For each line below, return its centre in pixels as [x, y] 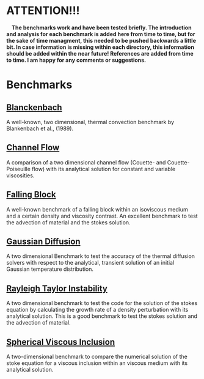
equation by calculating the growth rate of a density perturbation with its [97, 310]
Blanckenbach [34, 107]
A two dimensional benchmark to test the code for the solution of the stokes [102, 303]
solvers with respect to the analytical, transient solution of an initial [90, 263]
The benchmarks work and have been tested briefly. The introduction [102, 28]
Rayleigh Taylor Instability [57, 288]
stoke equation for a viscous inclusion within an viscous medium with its [97, 363]
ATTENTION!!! [43, 11]
